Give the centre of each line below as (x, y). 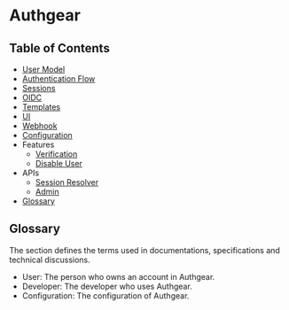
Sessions (39, 88)
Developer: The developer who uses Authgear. (107, 286)
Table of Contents (60, 48)
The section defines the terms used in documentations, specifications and (145, 250)
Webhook (39, 126)
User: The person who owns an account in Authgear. (118, 276)
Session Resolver (67, 182)
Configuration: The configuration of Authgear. (105, 295)
